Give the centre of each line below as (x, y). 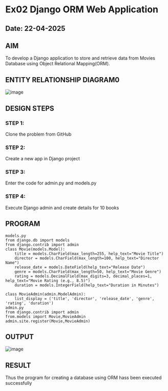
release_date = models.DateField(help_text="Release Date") (80, 267)
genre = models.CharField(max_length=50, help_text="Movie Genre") (88, 272)
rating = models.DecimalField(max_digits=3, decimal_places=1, (83, 276)
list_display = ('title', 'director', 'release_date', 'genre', (85, 299)
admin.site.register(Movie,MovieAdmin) (48, 321)
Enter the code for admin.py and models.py (51, 183)
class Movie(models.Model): (35, 249)
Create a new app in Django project (43, 159)
